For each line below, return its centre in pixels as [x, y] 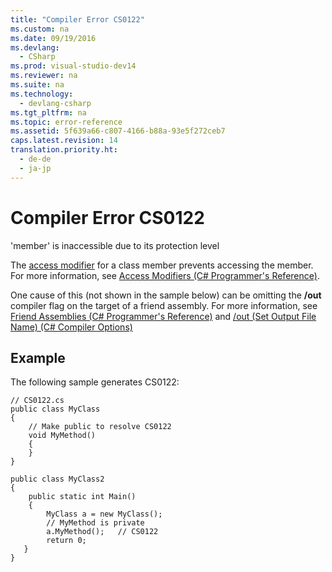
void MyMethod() [62, 436]
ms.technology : [42, 94]
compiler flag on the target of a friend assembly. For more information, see [164, 305]
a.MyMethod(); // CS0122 [102, 532]
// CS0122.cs [37, 401]
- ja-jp [35, 168]
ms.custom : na [40, 29]
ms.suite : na [37, 85]
